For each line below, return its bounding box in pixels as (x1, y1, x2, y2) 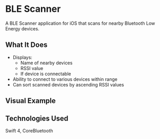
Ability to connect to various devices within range (12, 76, 118, 82)
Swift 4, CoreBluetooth (5, 127, 53, 134)
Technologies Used (5, 114, 68, 123)
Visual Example (5, 96, 56, 106)
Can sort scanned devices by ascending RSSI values (12, 81, 124, 88)
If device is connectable (20, 71, 71, 77)
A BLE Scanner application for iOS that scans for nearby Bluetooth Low (5, 20, 155, 26)
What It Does (5, 41, 48, 49)
